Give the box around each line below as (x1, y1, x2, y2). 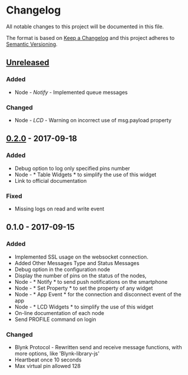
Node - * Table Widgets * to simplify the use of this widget (14, 171, 157, 178)
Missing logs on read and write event (14, 205, 105, 212)
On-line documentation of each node (14, 309, 105, 316)
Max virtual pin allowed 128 (14, 362, 81, 369)
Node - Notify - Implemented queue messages (14, 89, 128, 96)
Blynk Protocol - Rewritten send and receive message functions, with (14, 343, 182, 350)
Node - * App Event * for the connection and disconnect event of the (14, 290, 182, 297)
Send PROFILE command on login (14, 316, 96, 323)
